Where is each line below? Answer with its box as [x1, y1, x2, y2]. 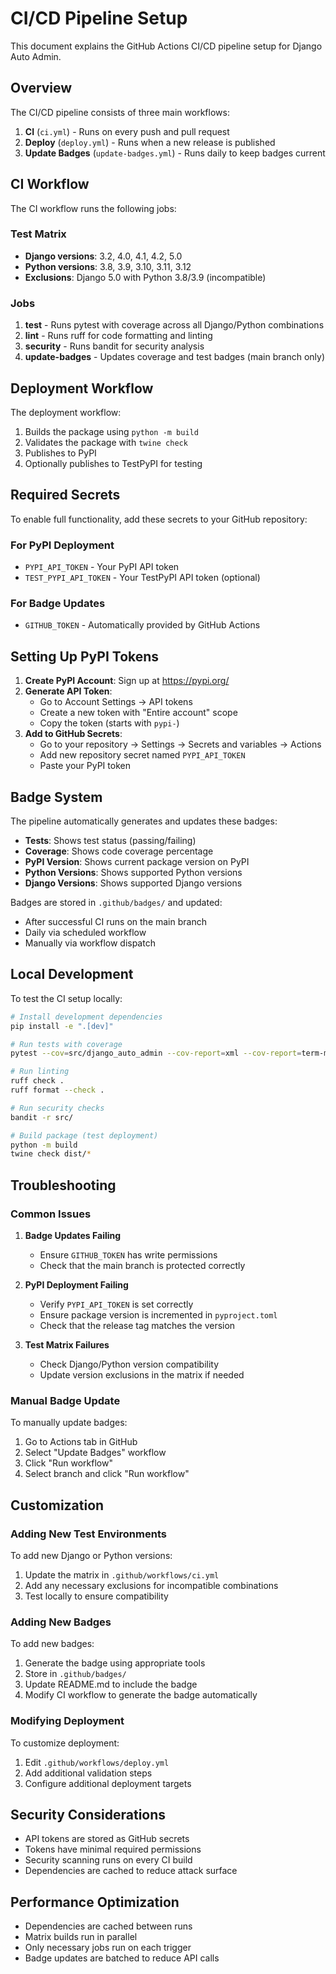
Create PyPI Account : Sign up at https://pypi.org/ [24, 675, 230, 687]
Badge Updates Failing [24, 1230, 122, 1241]
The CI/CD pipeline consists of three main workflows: [10, 106, 230, 118]
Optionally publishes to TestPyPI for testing [24, 457, 203, 469]
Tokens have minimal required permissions [24, 1843, 202, 1856]
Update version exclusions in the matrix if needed [39, 1369, 245, 1381]
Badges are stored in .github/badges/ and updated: [10, 897, 223, 908]
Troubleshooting [10, 1177, 117, 1194]
